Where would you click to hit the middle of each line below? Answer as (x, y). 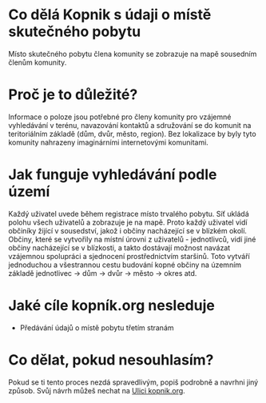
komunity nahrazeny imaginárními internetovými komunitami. (109, 142)
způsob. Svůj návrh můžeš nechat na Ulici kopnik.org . (97, 390)
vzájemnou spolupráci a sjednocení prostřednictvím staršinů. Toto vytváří (129, 256)
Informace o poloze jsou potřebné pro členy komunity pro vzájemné (120, 117)
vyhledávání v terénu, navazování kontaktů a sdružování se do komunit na (130, 125)
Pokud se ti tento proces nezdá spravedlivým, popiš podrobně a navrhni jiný (133, 382)
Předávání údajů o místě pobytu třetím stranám (97, 327)
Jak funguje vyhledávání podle (113, 175)
